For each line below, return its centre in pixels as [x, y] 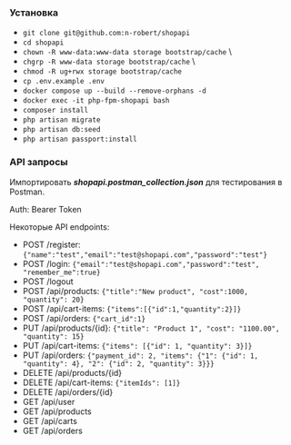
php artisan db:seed [61, 130]
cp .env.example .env [63, 82]
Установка [34, 13]
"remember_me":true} [61, 272]
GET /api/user [49, 401]
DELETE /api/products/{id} [72, 372]
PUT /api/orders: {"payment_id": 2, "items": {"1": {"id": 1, [140, 355]
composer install [55, 111]
